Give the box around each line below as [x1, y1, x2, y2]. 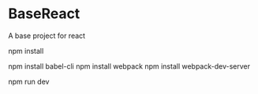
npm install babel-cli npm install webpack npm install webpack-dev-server [8, 61, 251, 71]
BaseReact [8, 5, 80, 23]
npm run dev [8, 77, 50, 86]
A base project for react [8, 31, 85, 40]
